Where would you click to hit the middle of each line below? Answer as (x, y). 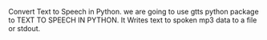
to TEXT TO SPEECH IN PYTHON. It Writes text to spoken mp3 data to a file (133, 20)
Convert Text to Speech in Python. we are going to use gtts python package (133, 12)
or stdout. (24, 28)
